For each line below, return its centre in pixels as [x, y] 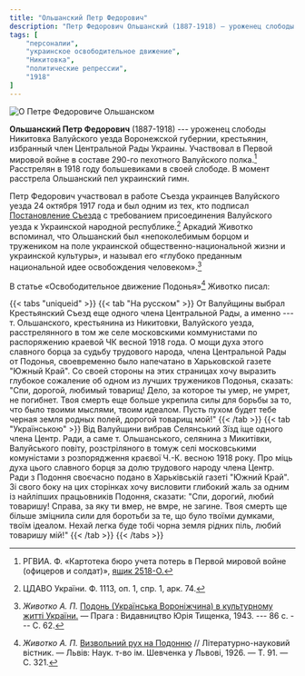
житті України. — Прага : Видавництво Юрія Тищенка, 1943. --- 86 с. [155, 616]
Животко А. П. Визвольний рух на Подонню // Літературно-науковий [156, 643]
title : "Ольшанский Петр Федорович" [79, 18]
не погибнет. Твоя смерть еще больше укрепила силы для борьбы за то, [151, 400]
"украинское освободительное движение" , [103, 52]
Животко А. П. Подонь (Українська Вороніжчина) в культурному [148, 606]
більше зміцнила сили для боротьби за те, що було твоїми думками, [142, 516]
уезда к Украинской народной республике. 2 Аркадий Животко [131, 226]
